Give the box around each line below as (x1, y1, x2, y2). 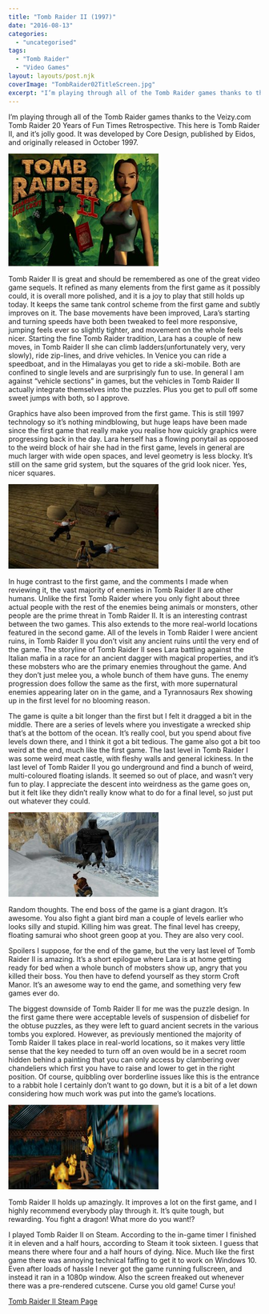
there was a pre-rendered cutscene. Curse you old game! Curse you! (8, 1280, 236, 1290)
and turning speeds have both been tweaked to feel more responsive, (8, 316, 238, 326)
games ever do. (8, 988, 60, 998)
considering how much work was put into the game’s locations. (8, 1088, 216, 1098)
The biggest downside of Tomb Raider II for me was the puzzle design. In (8, 1004, 250, 1013)
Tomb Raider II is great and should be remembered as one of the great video (8, 274, 260, 283)
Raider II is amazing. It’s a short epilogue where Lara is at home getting (8, 954, 242, 963)
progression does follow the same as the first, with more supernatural (8, 679, 238, 688)
